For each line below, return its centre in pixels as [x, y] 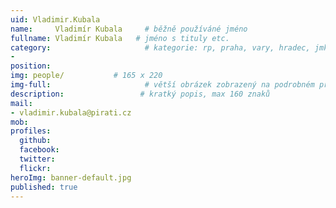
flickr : [35, 168]
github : [35, 141]
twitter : [37, 159]
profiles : [31, 131]
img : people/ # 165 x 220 [86, 76]
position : [31, 66]
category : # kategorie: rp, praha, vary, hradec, [160, 47]
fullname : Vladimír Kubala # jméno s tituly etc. [120, 38]
